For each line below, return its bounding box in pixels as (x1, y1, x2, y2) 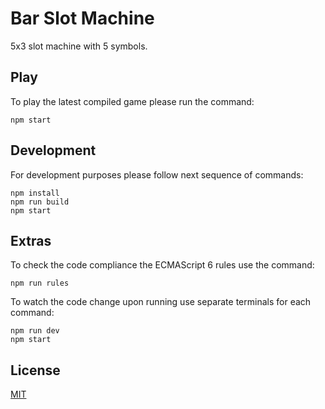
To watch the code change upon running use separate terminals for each (10, 296, 312, 308)
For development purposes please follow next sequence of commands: (10, 168, 304, 181)
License (10, 362, 61, 379)
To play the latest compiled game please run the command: (10, 95, 255, 107)
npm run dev (10, 326, 60, 336)
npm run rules (10, 278, 70, 289)
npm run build (10, 197, 70, 207)
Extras (10, 232, 52, 249)
